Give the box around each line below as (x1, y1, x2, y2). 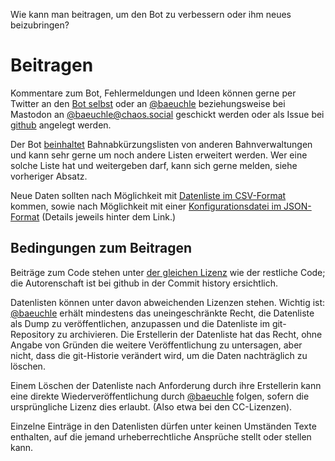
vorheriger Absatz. (10, 170, 88, 182)
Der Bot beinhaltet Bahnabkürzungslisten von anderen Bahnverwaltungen (10, 138, 313, 150)
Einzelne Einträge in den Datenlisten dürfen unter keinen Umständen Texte (10, 420, 317, 432)
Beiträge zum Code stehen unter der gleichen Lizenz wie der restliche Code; (10, 266, 326, 278)
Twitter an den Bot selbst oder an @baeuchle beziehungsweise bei (10, 97, 286, 109)
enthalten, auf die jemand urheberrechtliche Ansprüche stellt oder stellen (10, 430, 312, 443)
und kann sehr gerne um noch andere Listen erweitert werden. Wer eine (10, 149, 308, 161)
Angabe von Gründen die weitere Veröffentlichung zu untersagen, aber (10, 339, 303, 351)
